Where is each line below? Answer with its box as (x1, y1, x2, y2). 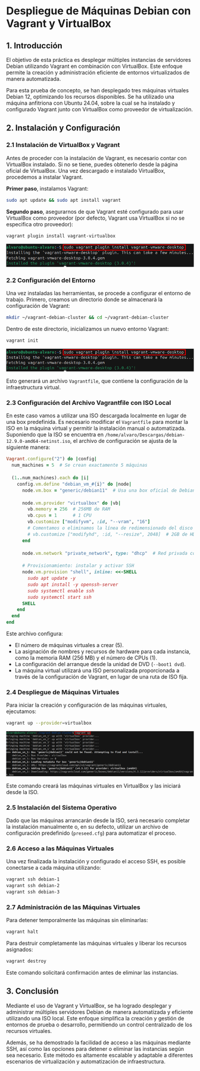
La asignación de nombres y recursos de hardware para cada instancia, (14, 648, 191, 655)
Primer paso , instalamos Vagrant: (6, 185, 89, 192)
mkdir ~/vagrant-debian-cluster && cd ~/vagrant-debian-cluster (6, 314, 169, 321)
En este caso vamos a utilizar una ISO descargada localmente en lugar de (6, 412, 187, 419)
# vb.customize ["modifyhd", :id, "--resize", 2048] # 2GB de (27, 531, 187, 537)
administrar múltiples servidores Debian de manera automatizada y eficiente (6, 1008, 193, 1016)
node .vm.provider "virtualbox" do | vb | (21, 500, 121, 506)
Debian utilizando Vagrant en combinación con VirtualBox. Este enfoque (6, 63, 183, 70)
